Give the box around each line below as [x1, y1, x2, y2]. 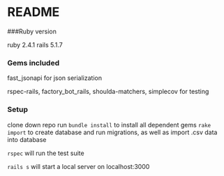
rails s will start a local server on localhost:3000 [7, 162, 150, 170]
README [7, 4, 60, 20]
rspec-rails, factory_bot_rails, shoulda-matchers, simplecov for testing [7, 88, 209, 96]
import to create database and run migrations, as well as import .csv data [7, 128, 218, 136]
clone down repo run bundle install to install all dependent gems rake [7, 120, 211, 129]
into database [7, 135, 47, 143]
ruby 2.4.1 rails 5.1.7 [7, 40, 63, 49]
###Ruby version [7, 27, 57, 35]
